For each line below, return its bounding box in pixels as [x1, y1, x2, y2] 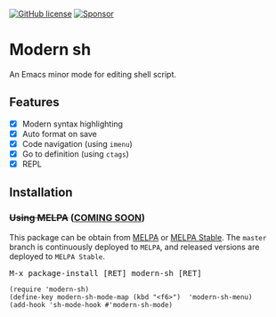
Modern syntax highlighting [21, 118, 123, 129]
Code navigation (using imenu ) [21, 138, 134, 149]
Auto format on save [21, 128, 98, 139]
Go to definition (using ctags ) [21, 148, 129, 159]
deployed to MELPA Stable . [9, 250, 105, 262]
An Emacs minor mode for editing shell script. [9, 69, 176, 79]
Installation [9, 185, 73, 200]
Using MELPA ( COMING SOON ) [9, 212, 145, 224]
